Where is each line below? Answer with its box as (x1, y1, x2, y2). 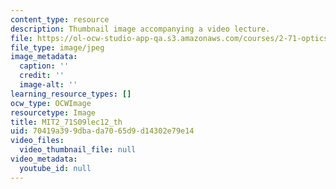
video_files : (10, 136, 65, 146)
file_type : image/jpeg (10, 42, 105, 53)
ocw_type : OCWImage (10, 98, 92, 108)
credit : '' (19, 71, 65, 81)
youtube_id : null (19, 163, 92, 173)
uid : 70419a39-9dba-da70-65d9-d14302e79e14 (10, 126, 195, 136)
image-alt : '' (19, 80, 78, 90)
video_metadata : (10, 154, 78, 164)
